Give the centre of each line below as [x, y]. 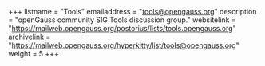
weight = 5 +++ [34, 54]
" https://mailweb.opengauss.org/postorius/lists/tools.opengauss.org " [123, 28]
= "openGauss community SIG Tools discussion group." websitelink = [123, 20]
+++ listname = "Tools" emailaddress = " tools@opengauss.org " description [132, 12]
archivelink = [30, 37]
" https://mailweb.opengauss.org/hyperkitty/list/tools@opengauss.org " [124, 45]
